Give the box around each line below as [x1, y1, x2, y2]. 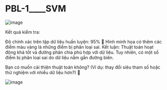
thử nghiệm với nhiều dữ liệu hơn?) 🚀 [5, 69, 81, 75]
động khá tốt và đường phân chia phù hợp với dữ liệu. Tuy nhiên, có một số [5, 49, 159, 55]
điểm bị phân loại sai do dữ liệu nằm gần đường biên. [5, 54, 114, 60]
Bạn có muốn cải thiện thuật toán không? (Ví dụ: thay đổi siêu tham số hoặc [5, 64, 161, 70]
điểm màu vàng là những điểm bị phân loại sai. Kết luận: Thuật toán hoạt [5, 44, 154, 50]
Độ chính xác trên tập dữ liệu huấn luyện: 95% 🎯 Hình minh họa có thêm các [5, 38, 162, 45]
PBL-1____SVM [5, 3, 66, 14]
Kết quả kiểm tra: [5, 29, 40, 35]
